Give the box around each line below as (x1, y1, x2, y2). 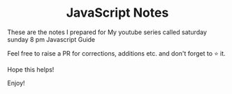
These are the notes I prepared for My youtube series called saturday (7, 28, 208, 36)
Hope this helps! (7, 65, 55, 74)
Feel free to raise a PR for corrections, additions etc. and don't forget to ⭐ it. (7, 49, 226, 57)
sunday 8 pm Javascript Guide (7, 35, 96, 43)
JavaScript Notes (66, 5, 169, 21)
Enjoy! (7, 79, 26, 87)
